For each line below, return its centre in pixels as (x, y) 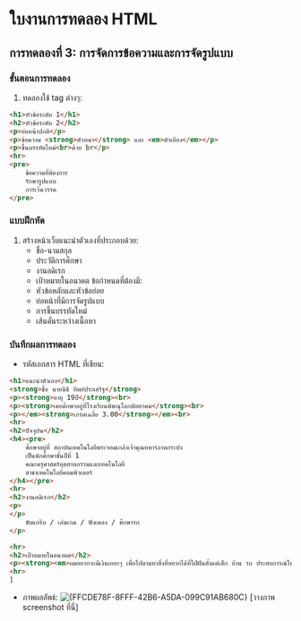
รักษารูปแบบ (41, 181)
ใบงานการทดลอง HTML (84, 19)
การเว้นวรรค (41, 189)
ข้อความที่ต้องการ (47, 173)
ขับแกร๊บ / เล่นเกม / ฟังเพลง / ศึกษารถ (83, 522)
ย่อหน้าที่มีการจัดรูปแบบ (70, 301)
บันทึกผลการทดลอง (43, 345)
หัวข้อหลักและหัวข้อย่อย (70, 290)
